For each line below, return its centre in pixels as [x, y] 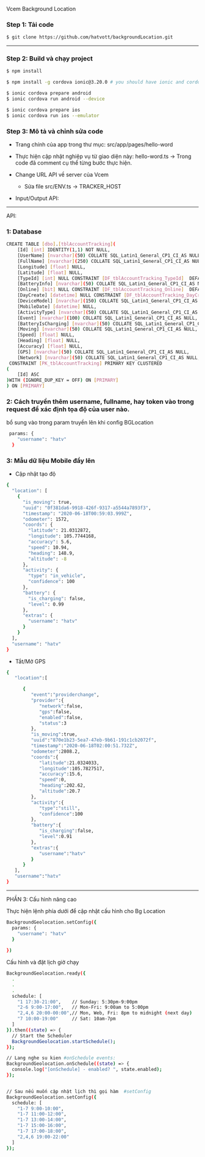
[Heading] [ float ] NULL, [49, 341]
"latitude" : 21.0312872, [60, 531]
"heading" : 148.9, [52, 553]
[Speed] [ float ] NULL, [46, 335]
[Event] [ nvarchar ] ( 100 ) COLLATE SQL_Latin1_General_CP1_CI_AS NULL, [108, 318]
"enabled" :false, [61, 717]
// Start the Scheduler [42, 1036]
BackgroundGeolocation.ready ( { [46, 973]
